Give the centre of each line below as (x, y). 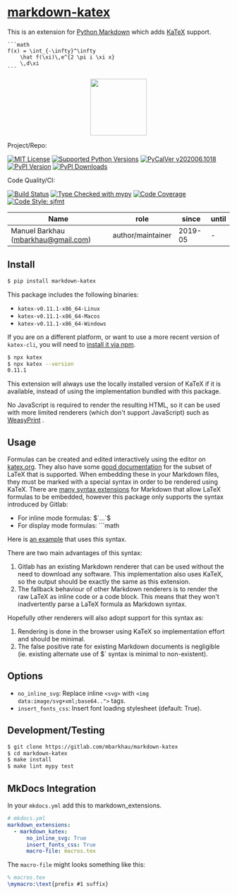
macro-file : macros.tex (61, 851)
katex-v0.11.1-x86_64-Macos (59, 316)
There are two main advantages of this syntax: (75, 553)
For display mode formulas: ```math (68, 526)
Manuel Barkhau (38, 230)
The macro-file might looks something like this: (77, 865)
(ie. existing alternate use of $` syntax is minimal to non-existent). (113, 654)
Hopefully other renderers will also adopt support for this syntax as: (105, 618)
